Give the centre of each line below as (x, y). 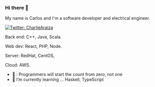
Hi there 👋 (17, 8)
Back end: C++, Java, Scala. (33, 37)
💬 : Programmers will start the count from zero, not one (67, 74)
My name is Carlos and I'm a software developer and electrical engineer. (78, 18)
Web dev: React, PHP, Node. (34, 46)
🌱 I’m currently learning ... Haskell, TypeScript (58, 80)
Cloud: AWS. (18, 65)
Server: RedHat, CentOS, (30, 56)
